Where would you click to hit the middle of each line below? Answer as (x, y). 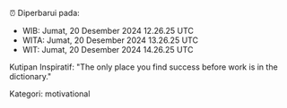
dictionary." (30, 76)
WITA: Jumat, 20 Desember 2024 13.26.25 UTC (110, 40)
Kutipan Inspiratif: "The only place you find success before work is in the (143, 67)
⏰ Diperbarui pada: (45, 13)
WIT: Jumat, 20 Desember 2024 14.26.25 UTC (108, 50)
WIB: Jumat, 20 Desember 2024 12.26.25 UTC (108, 31)
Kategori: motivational (50, 94)
